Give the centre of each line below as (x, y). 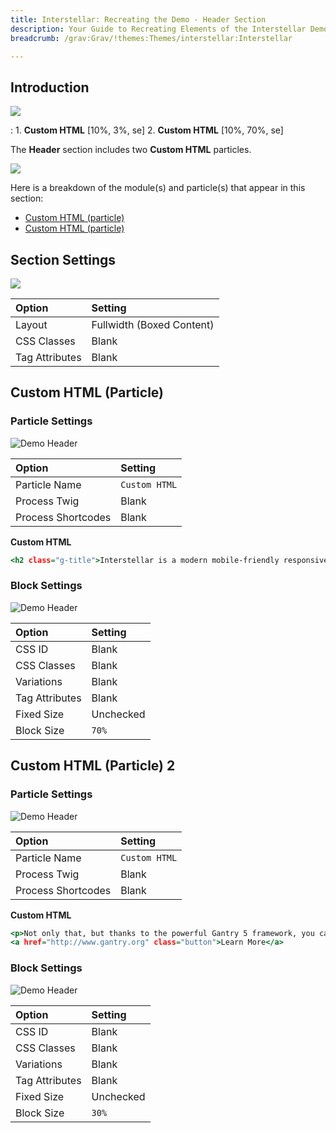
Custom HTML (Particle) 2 (93, 766)
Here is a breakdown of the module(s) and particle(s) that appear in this (158, 188)
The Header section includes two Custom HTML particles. (131, 150)
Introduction (50, 87)
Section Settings (63, 259)
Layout (31, 324)
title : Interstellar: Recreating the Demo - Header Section (138, 19)
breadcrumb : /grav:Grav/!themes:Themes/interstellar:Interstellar (151, 38)
